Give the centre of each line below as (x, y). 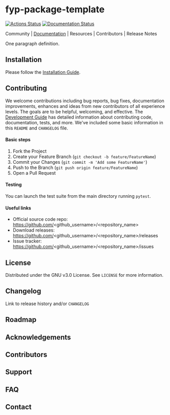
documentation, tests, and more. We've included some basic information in (84, 122)
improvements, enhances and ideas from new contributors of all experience (85, 106)
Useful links (18, 208)
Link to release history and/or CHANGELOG (47, 304)
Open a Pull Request (34, 173)
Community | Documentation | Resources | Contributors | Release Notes (81, 33)
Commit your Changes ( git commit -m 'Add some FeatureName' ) (80, 162)
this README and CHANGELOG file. (37, 128)
